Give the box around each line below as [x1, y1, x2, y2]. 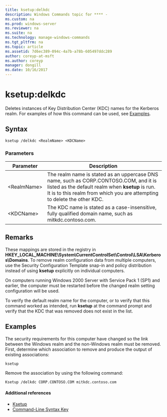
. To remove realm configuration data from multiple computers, [27, 257, 157, 263]
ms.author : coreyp [5, 58, 43, 63]
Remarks [5, 233, 34, 242]
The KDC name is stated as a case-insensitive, [47, 204, 157, 211]
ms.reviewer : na [5, 26, 39, 31]
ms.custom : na [5, 16, 35, 21]
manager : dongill [5, 63, 41, 68]
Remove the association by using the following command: [5, 370, 123, 376]
